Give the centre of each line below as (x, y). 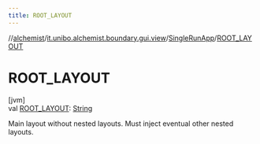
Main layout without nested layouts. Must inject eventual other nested (121, 124)
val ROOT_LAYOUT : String (50, 108)
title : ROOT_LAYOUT (40, 15)
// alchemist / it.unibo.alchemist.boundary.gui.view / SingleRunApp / (113, 38)
